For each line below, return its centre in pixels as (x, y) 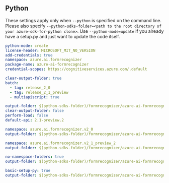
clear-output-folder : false (35, 111)
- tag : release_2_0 (30, 88)
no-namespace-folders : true (35, 157)
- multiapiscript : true (34, 97)
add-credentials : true (29, 55)
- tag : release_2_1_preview (39, 92)
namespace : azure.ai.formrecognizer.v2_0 (49, 129)
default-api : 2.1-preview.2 (35, 120)
